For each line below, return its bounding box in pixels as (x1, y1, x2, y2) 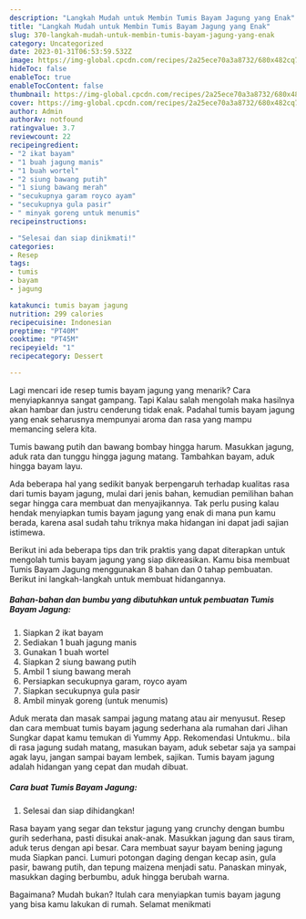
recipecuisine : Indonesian (9, 318, 112, 327)
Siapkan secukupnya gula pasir (22, 685, 141, 696)
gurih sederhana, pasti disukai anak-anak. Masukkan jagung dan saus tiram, (9, 832, 295, 843)
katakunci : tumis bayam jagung (9, 300, 128, 310)
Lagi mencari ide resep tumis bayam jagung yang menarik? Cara (9, 384, 251, 395)
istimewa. (9, 527, 46, 538)
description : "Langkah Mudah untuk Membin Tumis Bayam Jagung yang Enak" (9, 13, 296, 23)
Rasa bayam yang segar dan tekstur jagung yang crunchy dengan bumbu (9, 822, 285, 833)
